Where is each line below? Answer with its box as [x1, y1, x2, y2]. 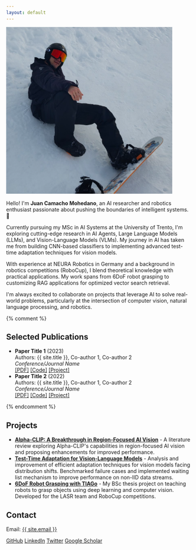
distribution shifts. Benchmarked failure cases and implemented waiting [14, 468, 189, 475]
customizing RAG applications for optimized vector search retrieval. [6, 279, 170, 286]
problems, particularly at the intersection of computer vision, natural [21, 297, 187, 304]
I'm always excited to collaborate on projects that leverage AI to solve [6, 290, 175, 298]
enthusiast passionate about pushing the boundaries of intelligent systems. [6, 206, 189, 213]
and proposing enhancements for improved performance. [14, 449, 155, 456]
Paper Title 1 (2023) [14, 347, 64, 355]
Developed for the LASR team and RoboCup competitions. [14, 493, 156, 500]
